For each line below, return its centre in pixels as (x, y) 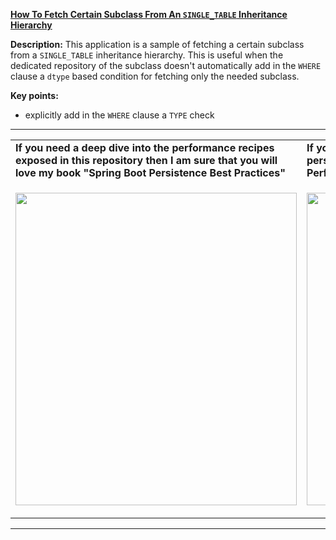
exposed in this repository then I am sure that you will (146, 160)
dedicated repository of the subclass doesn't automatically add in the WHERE (166, 65)
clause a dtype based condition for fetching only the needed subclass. (155, 76)
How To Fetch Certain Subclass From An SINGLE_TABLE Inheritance (149, 14)
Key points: (34, 95)
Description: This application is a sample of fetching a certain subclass (157, 44)
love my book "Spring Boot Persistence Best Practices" (150, 172)
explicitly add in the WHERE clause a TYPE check (119, 115)
